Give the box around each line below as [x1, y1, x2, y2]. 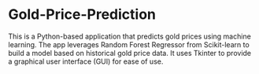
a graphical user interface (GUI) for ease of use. [8, 57, 164, 66]
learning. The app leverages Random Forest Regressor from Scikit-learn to [8, 39, 250, 49]
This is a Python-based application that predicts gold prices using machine [8, 31, 252, 41]
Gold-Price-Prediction [8, 6, 156, 24]
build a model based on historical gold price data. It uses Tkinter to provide [8, 48, 252, 57]
